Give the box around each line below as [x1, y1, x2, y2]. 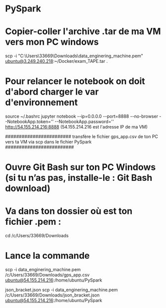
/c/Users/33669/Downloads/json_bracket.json [5, 292, 100, 298]
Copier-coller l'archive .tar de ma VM [5, 26, 161, 37]
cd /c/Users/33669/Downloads [5, 233, 69, 239]
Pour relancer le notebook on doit [5, 76, 145, 87]
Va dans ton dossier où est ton [5, 205, 133, 217]
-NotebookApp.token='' [5, 119, 54, 125]
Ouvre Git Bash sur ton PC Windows [5, 161, 156, 173]
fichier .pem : [5, 216, 61, 227]
